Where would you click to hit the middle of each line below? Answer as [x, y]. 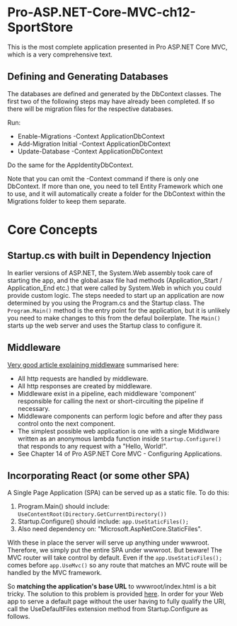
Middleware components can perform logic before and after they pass [120, 416]
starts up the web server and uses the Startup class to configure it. [105, 325]
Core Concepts [52, 230]
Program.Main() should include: [63, 506]
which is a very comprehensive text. [60, 54]
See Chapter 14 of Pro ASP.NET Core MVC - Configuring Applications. [120, 453]
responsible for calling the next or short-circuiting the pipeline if [110, 401]
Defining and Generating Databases [88, 77]
